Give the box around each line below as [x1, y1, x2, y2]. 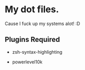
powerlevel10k [12, 59, 43, 65]
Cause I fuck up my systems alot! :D [5, 20, 80, 27]
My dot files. [5, 4, 59, 15]
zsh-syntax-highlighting [12, 49, 63, 55]
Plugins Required [5, 35, 60, 44]
